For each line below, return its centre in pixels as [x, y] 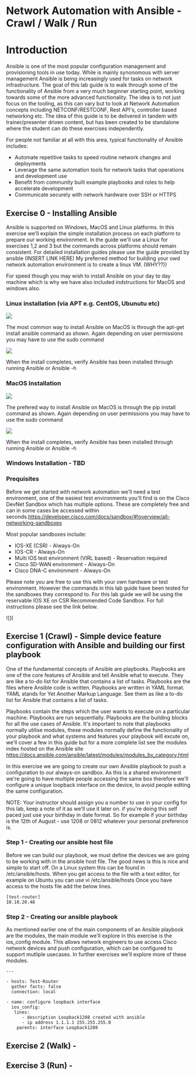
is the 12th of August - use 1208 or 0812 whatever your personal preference [97, 821]
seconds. [17, 516]
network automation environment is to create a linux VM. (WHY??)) [87, 264]
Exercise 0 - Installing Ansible [62, 213]
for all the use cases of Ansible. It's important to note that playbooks [88, 724]
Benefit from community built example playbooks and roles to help [95, 182]
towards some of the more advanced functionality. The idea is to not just [94, 97]
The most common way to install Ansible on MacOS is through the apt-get [95, 327]
